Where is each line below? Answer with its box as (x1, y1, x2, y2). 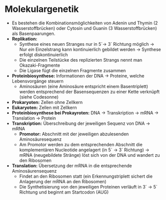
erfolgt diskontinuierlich (19, 51, 68, 58)
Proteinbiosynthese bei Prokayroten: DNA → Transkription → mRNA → (11, 109, 159, 115)
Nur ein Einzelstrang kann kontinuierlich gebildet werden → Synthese (19, 46, 161, 52)
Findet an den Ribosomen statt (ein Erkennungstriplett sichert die (19, 173, 153, 179)
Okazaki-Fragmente (19, 62, 60, 68)
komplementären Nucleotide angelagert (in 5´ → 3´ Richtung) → (19, 147, 150, 153)
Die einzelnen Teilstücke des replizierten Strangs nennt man (19, 57, 143, 63)
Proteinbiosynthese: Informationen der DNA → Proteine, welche (11, 73, 145, 79)
